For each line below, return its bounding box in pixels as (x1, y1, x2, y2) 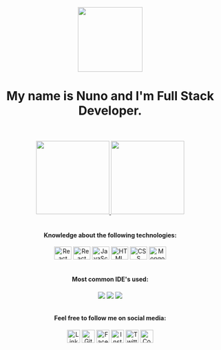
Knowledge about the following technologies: (43, 231, 177, 239)
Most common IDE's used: (72, 275, 149, 283)
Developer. (78, 103, 143, 119)
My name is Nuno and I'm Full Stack (6, 88, 215, 104)
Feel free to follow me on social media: (54, 314, 167, 322)
